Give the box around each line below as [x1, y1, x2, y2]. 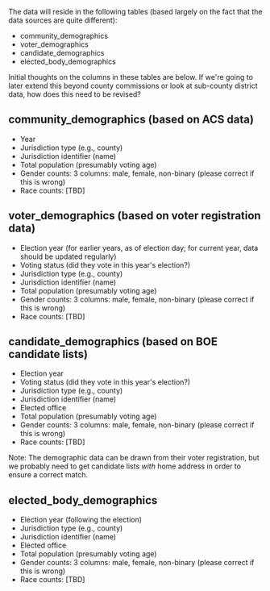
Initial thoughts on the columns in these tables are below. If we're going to [8, 73, 254, 81]
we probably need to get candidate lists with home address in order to [8, 461, 242, 471]
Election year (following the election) [19, 515, 143, 525]
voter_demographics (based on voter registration [8, 209, 261, 223]
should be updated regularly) [19, 252, 117, 261]
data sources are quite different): [8, 15, 118, 25]
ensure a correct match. [8, 470, 89, 480]
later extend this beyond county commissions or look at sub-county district [8, 81, 258, 90]
